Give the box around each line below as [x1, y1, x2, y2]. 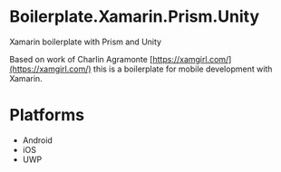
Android [22, 134, 53, 146]
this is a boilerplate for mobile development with [93, 63, 273, 74]
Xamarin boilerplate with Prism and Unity [9, 36, 161, 47]
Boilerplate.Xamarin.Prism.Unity [9, 6, 260, 27]
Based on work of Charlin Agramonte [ [9, 53, 153, 64]
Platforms [9, 105, 84, 126]
